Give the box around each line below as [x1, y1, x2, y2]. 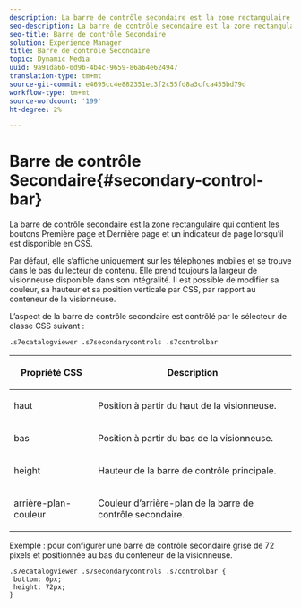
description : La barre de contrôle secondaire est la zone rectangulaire [9, 13, 291, 22]
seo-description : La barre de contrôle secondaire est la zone [9, 22, 251, 30]
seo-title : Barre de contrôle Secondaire [9, 30, 167, 39]
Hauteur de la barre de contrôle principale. [98, 465, 277, 477]
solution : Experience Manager [9, 38, 123, 48]
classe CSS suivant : [9, 320, 85, 332]
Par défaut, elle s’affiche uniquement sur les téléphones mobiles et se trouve [9, 256, 292, 266]
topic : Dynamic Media [9, 55, 90, 64]
